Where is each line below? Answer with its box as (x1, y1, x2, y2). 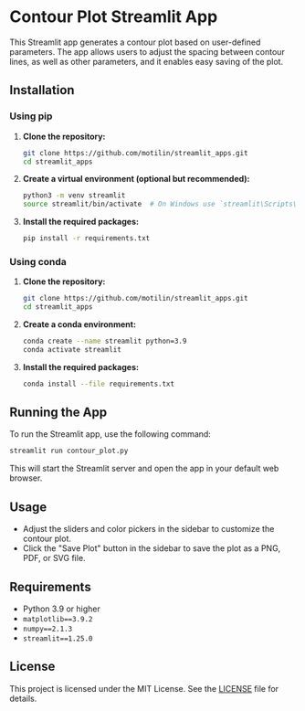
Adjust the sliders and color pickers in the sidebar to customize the (22, 524, 275, 535)
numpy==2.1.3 (22, 624, 73, 633)
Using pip (9, 110, 53, 122)
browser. (9, 472, 43, 483)
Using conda (9, 255, 67, 268)
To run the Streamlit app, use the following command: (9, 429, 212, 440)
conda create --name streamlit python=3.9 (22, 336, 187, 346)
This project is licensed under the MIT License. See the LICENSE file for (9, 683, 279, 694)
